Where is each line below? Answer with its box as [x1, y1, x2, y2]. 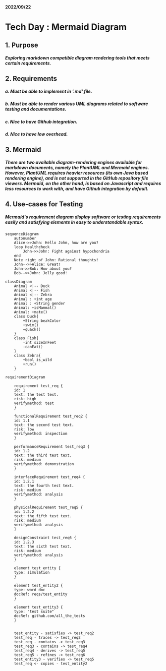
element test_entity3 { [14, 605, 63, 610]
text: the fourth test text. [14, 484, 74, 488]
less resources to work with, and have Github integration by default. [5, 185, 149, 191]
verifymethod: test [14, 401, 55, 406]
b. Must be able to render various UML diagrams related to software [5, 101, 148, 107]
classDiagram [5, 279, 32, 285]
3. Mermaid [5, 145, 41, 154]
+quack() [23, 327, 41, 332]
